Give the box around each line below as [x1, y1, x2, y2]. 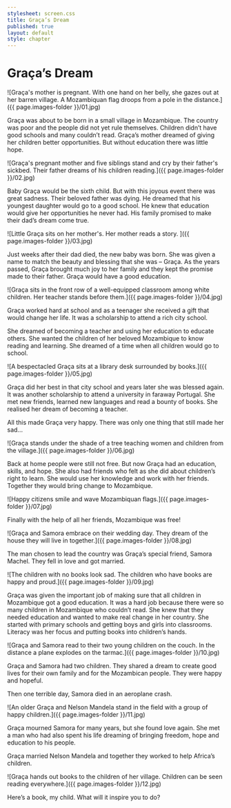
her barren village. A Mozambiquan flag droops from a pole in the [7, 96, 193, 104]
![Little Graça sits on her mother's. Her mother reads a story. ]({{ [7, 230, 190, 238]
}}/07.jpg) [25, 503, 52, 511]
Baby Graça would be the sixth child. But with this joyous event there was [7, 187, 216, 195]
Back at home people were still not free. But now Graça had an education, [7, 460, 217, 468]
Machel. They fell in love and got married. [7, 557, 125, 565]
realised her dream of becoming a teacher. [7, 405, 129, 414]
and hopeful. [7, 676, 43, 685]
